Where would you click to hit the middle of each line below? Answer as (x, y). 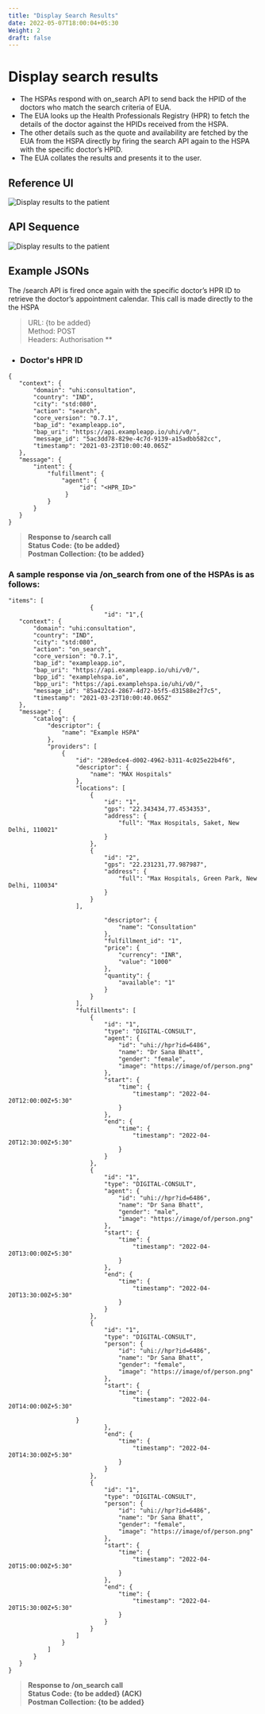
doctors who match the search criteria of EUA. (96, 107)
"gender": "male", (148, 1212)
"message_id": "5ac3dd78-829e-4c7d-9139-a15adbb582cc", (127, 439)
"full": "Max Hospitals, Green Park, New (188, 879)
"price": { (122, 948)
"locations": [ (101, 788)
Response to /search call (69, 537)
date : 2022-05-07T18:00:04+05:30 (63, 23)
